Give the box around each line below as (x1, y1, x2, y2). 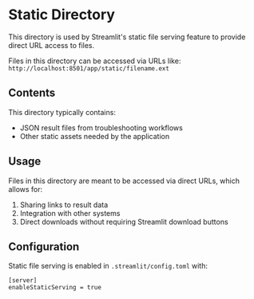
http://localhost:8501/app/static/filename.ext (8, 64, 170, 73)
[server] (8, 277, 38, 285)
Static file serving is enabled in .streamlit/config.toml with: (8, 261, 208, 271)
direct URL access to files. (8, 40, 95, 50)
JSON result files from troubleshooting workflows (19, 122, 184, 133)
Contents (8, 86, 56, 100)
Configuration (8, 240, 80, 253)
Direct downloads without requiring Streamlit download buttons (19, 217, 229, 226)
